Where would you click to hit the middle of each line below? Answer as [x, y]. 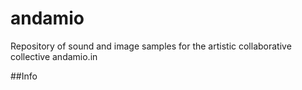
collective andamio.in [54, 56]
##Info [24, 76]
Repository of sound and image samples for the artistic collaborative [151, 46]
